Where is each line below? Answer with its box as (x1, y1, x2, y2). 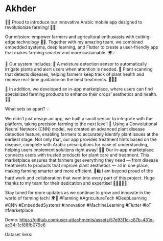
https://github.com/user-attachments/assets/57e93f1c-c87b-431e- (19, 217, 155, 222)
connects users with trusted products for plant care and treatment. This (5, 152, 149, 158)
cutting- (135, 34, 152, 40)
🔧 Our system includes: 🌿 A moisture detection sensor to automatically (5, 61, 147, 66)
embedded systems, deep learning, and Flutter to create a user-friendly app (5, 44, 159, 50)
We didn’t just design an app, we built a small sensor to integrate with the (5, 115, 153, 121)
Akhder (5, 3, 36, 14)
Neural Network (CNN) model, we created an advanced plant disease (5, 126, 145, 132)
